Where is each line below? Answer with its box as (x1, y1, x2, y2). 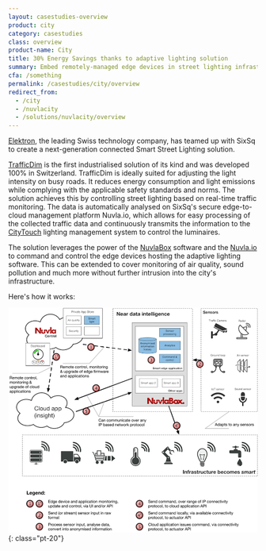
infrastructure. (8, 276, 55, 286)
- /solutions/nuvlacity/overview (15, 114, 126, 121)
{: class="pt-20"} (8, 533, 65, 543)
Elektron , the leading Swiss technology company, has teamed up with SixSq (8, 136, 256, 146)
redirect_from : (8, 88, 59, 96)
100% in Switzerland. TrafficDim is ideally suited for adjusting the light (8, 168, 237, 178)
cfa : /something (8, 71, 62, 79)
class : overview (8, 38, 62, 46)
